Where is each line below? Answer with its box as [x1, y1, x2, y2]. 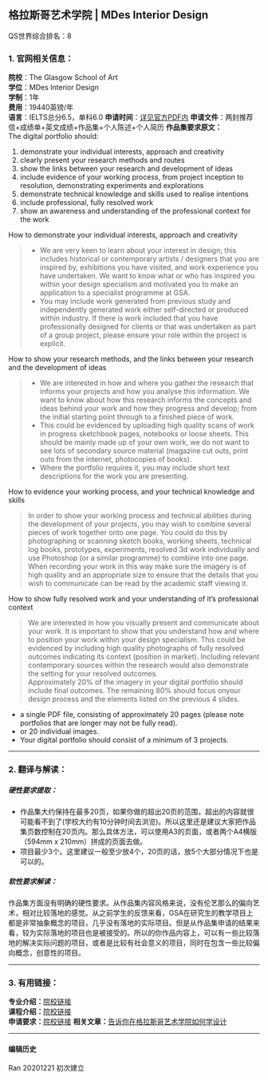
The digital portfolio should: [8, 132, 99, 141]
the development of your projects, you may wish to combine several [27, 519, 251, 529]
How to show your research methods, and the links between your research [8, 354, 254, 364]
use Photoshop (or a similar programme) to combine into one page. [27, 554, 249, 563]
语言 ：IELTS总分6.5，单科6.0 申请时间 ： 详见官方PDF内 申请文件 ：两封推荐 [8, 112, 254, 122]
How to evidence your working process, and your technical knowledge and [8, 487, 255, 497]
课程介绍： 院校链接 [8, 1007, 72, 1016]
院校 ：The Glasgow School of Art [8, 73, 118, 82]
